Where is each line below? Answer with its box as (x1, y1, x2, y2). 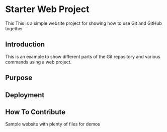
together (5, 25, 23, 31)
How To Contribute (5, 107, 66, 116)
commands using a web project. (5, 59, 72, 65)
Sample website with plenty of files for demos (5, 121, 101, 127)
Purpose (5, 74, 33, 82)
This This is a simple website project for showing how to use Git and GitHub (5, 20, 162, 26)
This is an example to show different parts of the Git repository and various (5, 53, 160, 59)
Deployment (5, 91, 45, 99)
